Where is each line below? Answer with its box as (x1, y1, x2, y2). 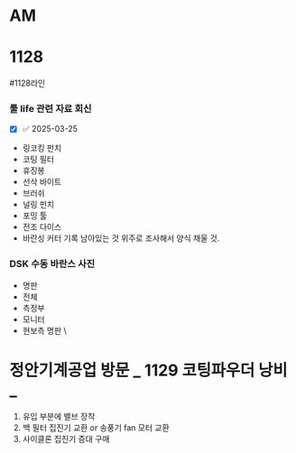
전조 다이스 (22, 222, 62, 233)
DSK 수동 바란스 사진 (9, 258, 96, 271)
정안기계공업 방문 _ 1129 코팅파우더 (9, 360, 255, 380)
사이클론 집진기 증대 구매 (22, 433, 110, 444)
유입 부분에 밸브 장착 (22, 411, 96, 421)
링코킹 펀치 (22, 143, 62, 153)
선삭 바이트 (22, 177, 62, 188)
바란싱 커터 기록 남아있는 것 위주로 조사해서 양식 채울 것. (22, 233, 220, 244)
